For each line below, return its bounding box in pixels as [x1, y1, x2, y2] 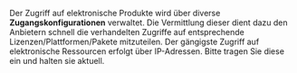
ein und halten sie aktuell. [9, 56, 105, 66]
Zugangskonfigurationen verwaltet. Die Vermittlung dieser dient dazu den [9, 17, 288, 28]
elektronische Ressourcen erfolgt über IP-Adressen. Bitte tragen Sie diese [9, 46, 285, 57]
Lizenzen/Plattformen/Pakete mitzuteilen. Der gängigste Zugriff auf [9, 36, 260, 47]
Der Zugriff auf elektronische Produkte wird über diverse [9, 8, 221, 18]
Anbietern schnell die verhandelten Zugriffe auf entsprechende [9, 27, 244, 37]
